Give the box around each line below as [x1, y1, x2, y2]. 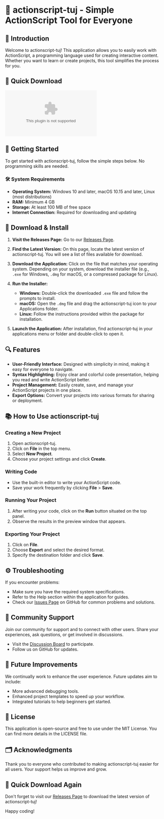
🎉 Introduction [5, 34, 50, 43]
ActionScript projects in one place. [12, 387, 82, 393]
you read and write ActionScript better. [12, 376, 90, 382]
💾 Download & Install [5, 224, 69, 232]
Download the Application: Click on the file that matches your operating [12, 260, 158, 266]
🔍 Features [5, 346, 41, 354]
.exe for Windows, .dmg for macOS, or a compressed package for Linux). [12, 271, 159, 277]
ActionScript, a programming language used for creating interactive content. [5, 52, 159, 58]
